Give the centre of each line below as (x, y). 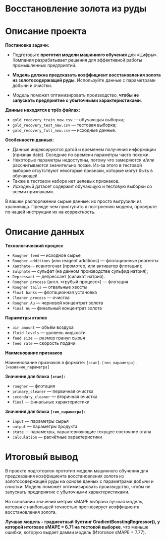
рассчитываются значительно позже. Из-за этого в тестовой (77, 165)
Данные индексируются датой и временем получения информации (84, 150)
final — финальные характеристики (51, 402)
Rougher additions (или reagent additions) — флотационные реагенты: (86, 261)
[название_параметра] (28, 367)
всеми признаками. (33, 192)
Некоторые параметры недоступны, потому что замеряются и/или (83, 160)
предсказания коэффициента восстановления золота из (65, 476)
